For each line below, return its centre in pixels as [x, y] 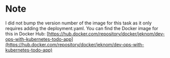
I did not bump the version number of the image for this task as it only [79, 23]
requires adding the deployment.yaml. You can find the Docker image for [82, 28]
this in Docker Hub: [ [27, 34]
